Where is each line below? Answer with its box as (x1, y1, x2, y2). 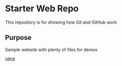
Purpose (5, 33, 32, 42)
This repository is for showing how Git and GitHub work (5, 19, 117, 25)
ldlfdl (5, 56, 16, 62)
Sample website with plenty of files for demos (5, 46, 98, 52)
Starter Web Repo (5, 3, 79, 14)
